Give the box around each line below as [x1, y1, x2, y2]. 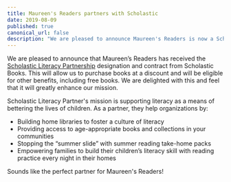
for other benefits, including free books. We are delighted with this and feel [7, 76, 220, 84]
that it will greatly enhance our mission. [7, 84, 118, 92]
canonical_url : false [7, 29, 69, 36]
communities [16, 132, 54, 141]
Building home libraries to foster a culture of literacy [16, 117, 165, 126]
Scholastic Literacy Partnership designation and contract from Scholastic [7, 62, 214, 70]
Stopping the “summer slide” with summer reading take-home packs [16, 139, 212, 148]
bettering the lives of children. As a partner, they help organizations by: [7, 104, 208, 113]
